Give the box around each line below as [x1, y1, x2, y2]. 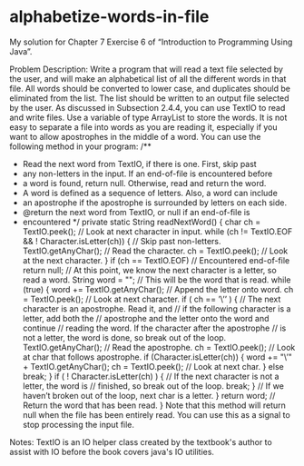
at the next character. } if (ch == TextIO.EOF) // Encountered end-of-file [22, 254, 290, 265]
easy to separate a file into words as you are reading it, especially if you [9, 121, 279, 133]
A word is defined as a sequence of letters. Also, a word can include [22, 187, 279, 198]
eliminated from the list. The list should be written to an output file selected [9, 93, 289, 104]
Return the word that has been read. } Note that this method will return [22, 400, 286, 411]
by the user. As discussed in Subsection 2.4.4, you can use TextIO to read [9, 102, 286, 113]
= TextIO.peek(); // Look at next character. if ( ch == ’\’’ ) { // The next [22, 293, 281, 304]
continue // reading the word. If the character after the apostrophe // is [22, 322, 287, 333]
